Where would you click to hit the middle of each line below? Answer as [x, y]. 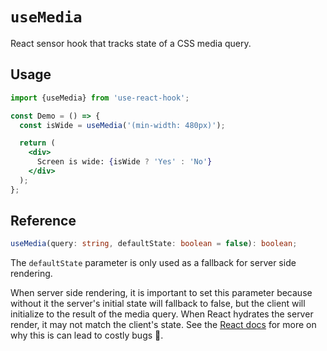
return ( [37, 143]
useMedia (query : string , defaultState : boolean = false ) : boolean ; [154, 244]
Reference [43, 221]
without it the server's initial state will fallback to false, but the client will [158, 304]
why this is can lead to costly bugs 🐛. [87, 335]
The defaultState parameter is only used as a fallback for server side [153, 263]
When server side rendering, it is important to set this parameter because [161, 293]
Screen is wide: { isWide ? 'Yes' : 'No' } [124, 162]
